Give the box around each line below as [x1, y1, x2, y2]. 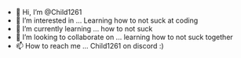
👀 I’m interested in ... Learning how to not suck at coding [15, 16, 199, 25]
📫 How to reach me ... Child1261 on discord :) [15, 42, 164, 50]
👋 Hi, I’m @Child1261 [15, 8, 82, 16]
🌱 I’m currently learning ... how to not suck [15, 24, 153, 33]
